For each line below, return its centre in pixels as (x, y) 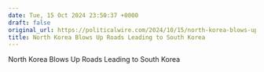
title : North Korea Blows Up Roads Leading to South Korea (107, 37)
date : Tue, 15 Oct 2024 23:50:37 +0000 (73, 15)
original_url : (31, 30)
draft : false (29, 23)
